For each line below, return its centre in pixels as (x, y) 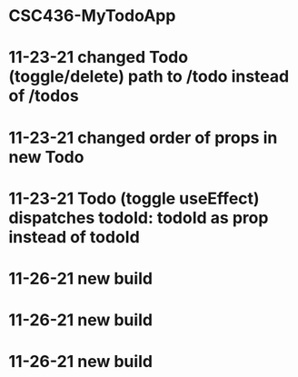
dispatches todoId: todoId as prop (139, 218)
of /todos (44, 96)
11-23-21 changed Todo (98, 58)
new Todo (46, 157)
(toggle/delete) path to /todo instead (149, 77)
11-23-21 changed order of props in (143, 138)
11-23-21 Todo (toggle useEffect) (134, 198)
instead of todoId (74, 237)
